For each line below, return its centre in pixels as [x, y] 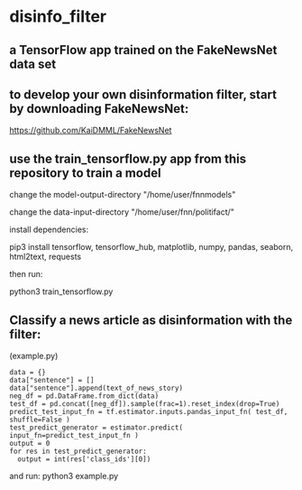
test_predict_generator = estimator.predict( [96, 428]
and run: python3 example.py [64, 476]
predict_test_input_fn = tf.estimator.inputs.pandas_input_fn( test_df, [149, 412]
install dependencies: [49, 230]
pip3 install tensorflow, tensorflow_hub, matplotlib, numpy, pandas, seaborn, [151, 247]
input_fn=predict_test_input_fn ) [74, 436]
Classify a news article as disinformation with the [151, 320]
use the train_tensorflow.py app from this [128, 158]
